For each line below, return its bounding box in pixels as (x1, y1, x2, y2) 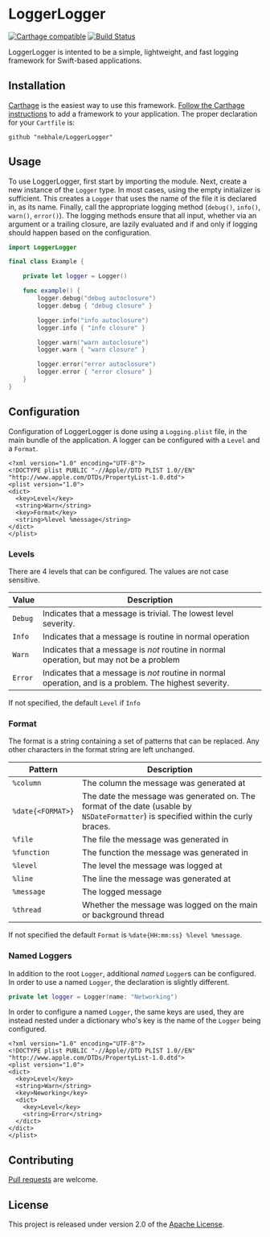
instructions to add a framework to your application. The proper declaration (8, 109, 258, 118)
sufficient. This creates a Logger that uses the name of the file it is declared (8, 193, 257, 203)
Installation (8, 79, 66, 93)
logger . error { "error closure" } (37, 368, 153, 376)
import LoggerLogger (8, 243, 78, 251)
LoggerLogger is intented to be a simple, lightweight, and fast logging (8, 47, 239, 56)
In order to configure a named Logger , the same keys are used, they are (8, 1007, 245, 1017)
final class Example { (8, 258, 84, 266)
